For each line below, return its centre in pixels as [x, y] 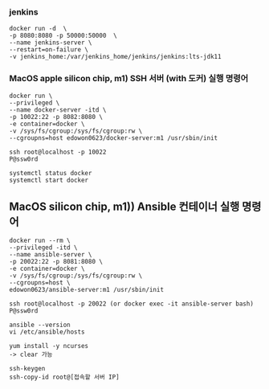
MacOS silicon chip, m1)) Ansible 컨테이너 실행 [124, 206]
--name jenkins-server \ [51, 43]
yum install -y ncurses [49, 346]
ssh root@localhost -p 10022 [58, 152]
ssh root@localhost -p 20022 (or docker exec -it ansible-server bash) [131, 304]
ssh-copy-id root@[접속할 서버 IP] [64, 377]
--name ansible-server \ [51, 255]
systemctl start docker [49, 180]
